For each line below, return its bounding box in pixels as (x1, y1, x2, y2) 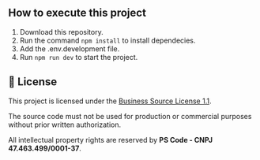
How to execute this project (8, 6, 146, 20)
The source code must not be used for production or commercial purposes (8, 111, 252, 121)
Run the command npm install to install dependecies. (19, 35, 196, 45)
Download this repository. (19, 27, 104, 36)
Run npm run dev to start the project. (19, 52, 138, 61)
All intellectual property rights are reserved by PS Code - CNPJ (8, 135, 213, 144)
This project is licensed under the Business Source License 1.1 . (8, 96, 212, 106)
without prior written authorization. (8, 120, 121, 129)
